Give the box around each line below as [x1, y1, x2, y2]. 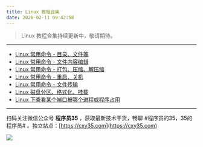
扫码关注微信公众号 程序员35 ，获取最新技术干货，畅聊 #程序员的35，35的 [6, 114, 193, 122]
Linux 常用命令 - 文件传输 [14, 80, 79, 88]
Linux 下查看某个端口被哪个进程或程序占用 [14, 96, 121, 103]
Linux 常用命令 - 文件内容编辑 [14, 58, 89, 65]
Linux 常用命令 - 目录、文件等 [14, 50, 89, 57]
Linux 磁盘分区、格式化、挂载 [14, 88, 89, 96]
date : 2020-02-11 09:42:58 [6, 15, 74, 21]
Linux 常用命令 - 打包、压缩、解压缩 [14, 65, 105, 73]
